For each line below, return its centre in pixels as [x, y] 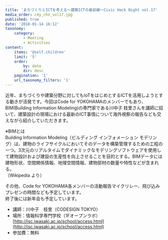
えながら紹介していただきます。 [38, 120]
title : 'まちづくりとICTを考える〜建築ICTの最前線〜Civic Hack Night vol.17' [81, 10]
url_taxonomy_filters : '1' [42, 80]
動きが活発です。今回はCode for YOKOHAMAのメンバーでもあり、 [78, 101]
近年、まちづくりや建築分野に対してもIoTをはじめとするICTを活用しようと [82, 95]
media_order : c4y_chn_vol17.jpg [39, 15]
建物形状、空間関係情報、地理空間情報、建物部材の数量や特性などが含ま [80, 162]
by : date [32, 66]
